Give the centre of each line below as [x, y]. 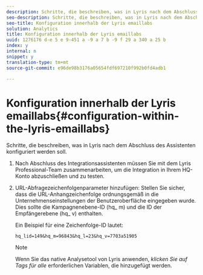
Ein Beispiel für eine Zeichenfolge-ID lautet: [69, 225]
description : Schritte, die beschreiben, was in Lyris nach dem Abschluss [102, 12]
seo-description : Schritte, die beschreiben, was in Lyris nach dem [94, 17]
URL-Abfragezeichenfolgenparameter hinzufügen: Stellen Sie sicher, [100, 188]
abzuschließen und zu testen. [68, 176]
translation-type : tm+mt [37, 62]
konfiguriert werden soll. [37, 152]
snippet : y [20, 57]
